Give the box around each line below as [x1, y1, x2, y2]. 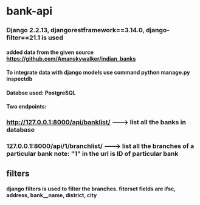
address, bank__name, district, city [6, 192, 97, 199]
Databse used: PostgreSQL [6, 89, 76, 96]
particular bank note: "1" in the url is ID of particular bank [6, 150, 179, 158]
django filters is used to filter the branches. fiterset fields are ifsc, [6, 185, 176, 192]
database [6, 126, 35, 134]
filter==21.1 [6, 33, 41, 42]
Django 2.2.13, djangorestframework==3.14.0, [6, 26, 145, 35]
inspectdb [6, 75, 33, 82]
